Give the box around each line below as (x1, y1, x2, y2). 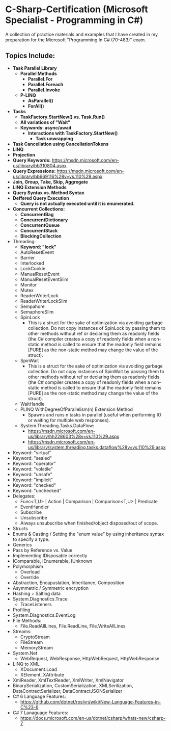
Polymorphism (12, 563, 43, 569)
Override (20, 574, 39, 580)
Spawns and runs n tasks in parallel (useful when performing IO (27, 411, 162, 417)
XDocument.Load (20, 666, 58, 672)
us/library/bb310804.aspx (12, 162, 67, 169)
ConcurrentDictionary (20, 217, 68, 223)
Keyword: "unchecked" (12, 487, 62, 493)
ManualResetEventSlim (20, 276, 69, 282)
